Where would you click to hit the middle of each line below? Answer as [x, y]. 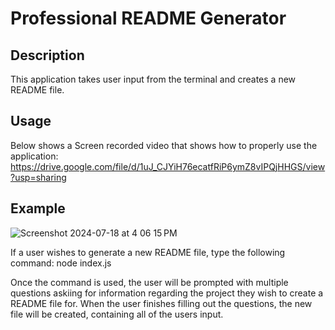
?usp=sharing [38, 177]
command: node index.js [61, 263]
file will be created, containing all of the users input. [117, 314]
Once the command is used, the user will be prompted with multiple [149, 282]
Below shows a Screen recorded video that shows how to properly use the [164, 145]
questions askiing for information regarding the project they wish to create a [167, 293]
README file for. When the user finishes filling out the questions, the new [161, 303]
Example [38, 208]
